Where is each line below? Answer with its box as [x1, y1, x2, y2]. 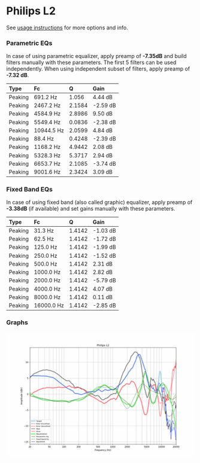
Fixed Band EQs [6, 185, 53, 193]
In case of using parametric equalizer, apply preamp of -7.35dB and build [6, 53, 187, 60]
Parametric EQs [6, 39, 53, 47]
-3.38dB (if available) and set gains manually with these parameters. [6, 205, 175, 212]
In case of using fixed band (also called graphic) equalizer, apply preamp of [6, 199, 193, 206]
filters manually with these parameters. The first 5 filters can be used [6, 59, 177, 66]
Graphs [6, 318, 28, 327]
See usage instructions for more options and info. [6, 24, 129, 31]
